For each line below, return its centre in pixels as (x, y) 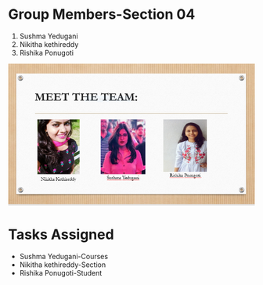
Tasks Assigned (61, 234)
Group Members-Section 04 (102, 14)
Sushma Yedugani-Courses (63, 257)
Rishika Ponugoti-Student (61, 273)
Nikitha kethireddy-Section (63, 265)
